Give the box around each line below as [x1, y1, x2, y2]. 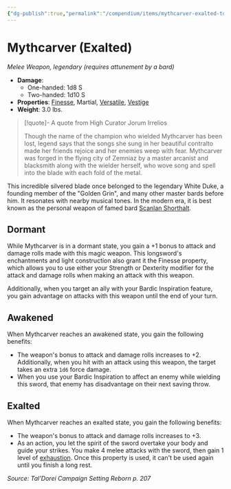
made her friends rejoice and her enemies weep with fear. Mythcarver [23, 146, 223, 155]
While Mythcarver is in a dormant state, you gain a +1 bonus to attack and [7, 242, 216, 250]
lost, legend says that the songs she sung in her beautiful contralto [23, 139, 214, 147]
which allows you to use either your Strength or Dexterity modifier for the [7, 264, 214, 272]
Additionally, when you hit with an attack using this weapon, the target [16, 358, 217, 366]
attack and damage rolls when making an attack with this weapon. [7, 271, 195, 280]
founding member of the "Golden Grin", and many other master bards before [7, 189, 224, 197]
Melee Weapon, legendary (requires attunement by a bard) [7, 63, 175, 71]
